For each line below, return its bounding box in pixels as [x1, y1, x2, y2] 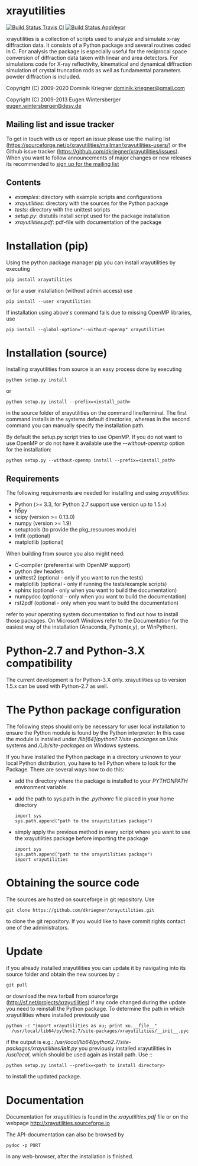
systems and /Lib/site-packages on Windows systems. [6, 742, 140, 749]
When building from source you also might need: [6, 550, 125, 558]
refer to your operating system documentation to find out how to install [6, 611, 178, 618]
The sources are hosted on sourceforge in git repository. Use [6, 896, 155, 903]
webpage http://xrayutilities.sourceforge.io [6, 1119, 111, 1126]
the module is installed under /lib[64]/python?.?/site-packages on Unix [6, 736, 178, 743]
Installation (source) [6, 346, 108, 360]
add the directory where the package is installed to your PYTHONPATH [14, 777, 188, 784]
